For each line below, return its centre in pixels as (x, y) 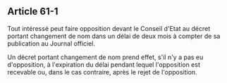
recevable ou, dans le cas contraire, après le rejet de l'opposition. (102, 72)
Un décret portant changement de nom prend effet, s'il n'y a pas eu (105, 57)
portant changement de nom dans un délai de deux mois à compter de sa (114, 36)
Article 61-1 (33, 12)
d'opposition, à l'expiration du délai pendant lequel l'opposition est (104, 64)
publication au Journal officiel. (51, 43)
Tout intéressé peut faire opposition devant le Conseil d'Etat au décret (109, 28)
